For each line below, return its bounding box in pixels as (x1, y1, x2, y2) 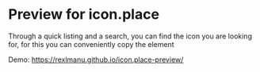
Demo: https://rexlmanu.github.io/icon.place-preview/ (8, 55, 184, 64)
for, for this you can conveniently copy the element (8, 39, 174, 49)
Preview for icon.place (8, 5, 160, 23)
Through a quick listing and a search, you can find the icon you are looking (8, 31, 252, 41)
